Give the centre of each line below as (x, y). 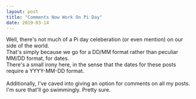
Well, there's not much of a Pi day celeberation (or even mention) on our (95, 40)
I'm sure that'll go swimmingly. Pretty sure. (59, 90)
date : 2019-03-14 (28, 23)
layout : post (22, 12)
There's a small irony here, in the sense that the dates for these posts (91, 65)
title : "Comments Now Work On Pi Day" (54, 17)
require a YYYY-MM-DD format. (45, 71)
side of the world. (28, 46)
